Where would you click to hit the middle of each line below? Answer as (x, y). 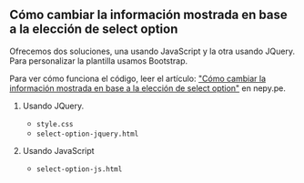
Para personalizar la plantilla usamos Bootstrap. (99, 61)
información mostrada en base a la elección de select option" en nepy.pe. (148, 88)
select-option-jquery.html (87, 134)
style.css (55, 124)
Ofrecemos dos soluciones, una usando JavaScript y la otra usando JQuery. (152, 51)
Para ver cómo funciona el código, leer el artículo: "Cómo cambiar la (138, 78)
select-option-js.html (79, 169)
